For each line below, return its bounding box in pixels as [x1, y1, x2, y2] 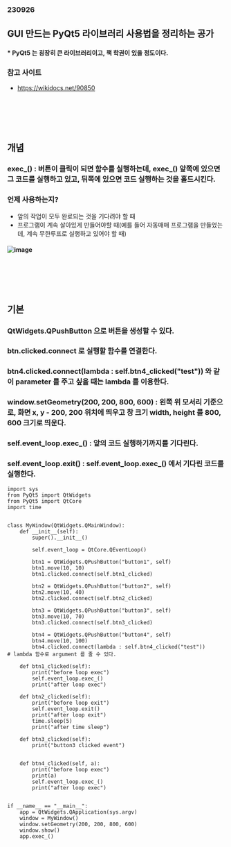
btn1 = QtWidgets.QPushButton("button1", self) [32, 558, 172, 565]
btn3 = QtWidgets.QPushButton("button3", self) [32, 607, 172, 614]
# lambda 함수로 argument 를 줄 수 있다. [7, 651, 117, 658]
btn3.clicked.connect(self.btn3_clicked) [32, 619, 154, 626]
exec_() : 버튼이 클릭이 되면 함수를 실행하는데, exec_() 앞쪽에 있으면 [7, 164, 221, 174]
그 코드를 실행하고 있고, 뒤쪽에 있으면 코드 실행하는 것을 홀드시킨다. [7, 175, 216, 185]
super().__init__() [32, 534, 89, 541]
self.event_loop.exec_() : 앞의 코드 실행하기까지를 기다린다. [7, 438, 199, 448]
